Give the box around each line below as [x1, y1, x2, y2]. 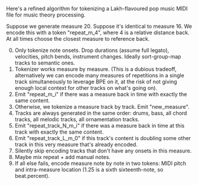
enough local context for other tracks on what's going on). [14, 85, 158, 91]
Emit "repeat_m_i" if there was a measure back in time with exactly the [14, 91, 187, 98]
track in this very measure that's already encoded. [14, 141, 138, 148]
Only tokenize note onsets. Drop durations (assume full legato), [14, 47, 170, 54]
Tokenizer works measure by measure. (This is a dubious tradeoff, [14, 66, 177, 73]
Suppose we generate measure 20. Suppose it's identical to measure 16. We [6, 23, 193, 30]
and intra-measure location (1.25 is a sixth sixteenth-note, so [14, 166, 164, 173]
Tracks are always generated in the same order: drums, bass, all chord [14, 109, 187, 116]
